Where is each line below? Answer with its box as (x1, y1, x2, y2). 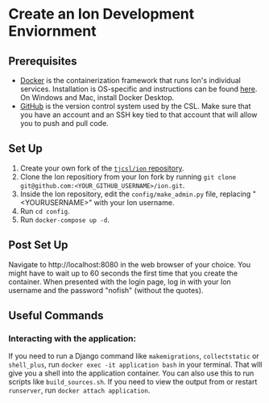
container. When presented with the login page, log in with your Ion (8, 276, 231, 287)
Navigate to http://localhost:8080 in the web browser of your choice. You (8, 259, 251, 269)
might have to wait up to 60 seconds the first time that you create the (8, 268, 238, 278)
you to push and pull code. (19, 119, 109, 128)
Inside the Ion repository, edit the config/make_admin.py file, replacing (19, 189, 251, 199)
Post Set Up (8, 238, 68, 252)
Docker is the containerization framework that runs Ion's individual (19, 76, 242, 85)
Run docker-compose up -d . (19, 215, 110, 225)
